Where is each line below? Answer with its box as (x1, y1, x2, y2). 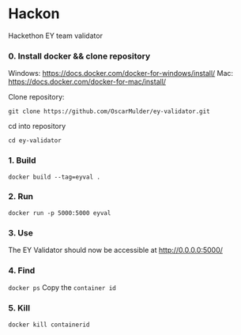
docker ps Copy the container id (8, 283, 116, 292)
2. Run (8, 191, 34, 202)
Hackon (8, 5, 60, 23)
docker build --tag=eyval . (8, 173, 101, 181)
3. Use (8, 227, 33, 238)
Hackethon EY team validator (8, 31, 103, 40)
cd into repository (8, 122, 66, 131)
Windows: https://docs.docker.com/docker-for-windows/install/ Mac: (8, 69, 234, 78)
